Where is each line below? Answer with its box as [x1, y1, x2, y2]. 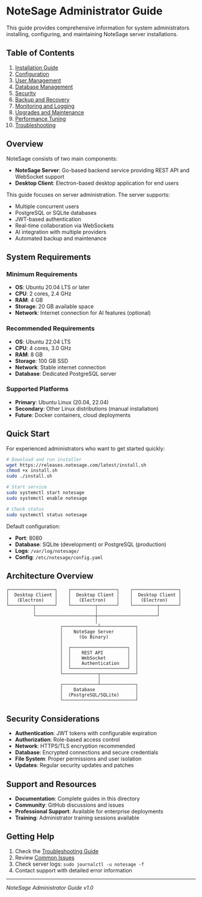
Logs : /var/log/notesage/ [14, 547, 79, 554]
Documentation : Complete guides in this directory [14, 795, 140, 802]
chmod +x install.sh [6, 467, 58, 473]
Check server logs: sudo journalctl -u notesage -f [14, 860, 144, 868]
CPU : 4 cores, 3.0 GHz [14, 344, 72, 351]
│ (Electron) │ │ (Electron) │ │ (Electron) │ [6, 597, 182, 603]
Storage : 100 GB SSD [14, 357, 69, 365]
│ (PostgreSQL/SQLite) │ [60, 692, 138, 698]
